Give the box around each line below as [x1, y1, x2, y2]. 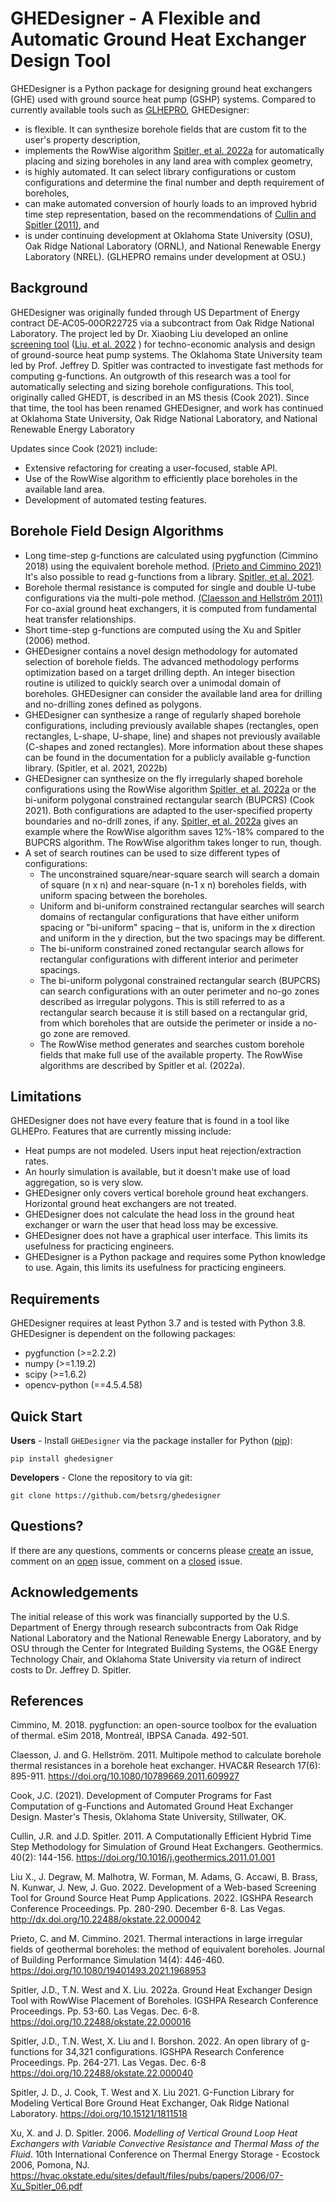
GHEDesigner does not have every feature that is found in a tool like [10, 1115, 290, 1127]
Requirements [10, 1290, 100, 1307]
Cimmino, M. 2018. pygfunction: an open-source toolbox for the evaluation [10, 1719, 317, 1731]
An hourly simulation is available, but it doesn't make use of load [24, 1166, 291, 1178]
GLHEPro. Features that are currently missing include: [10, 1125, 232, 1137]
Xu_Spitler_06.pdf [10, 2180, 83, 2192]
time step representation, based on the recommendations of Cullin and [24, 208, 317, 220]
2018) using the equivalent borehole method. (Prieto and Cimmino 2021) [24, 560, 322, 572]
